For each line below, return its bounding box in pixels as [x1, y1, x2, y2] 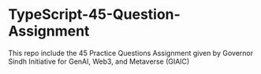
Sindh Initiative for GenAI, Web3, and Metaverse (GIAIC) [8, 57, 190, 66]
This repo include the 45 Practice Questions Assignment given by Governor [8, 48, 254, 57]
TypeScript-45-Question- [8, 6, 181, 24]
